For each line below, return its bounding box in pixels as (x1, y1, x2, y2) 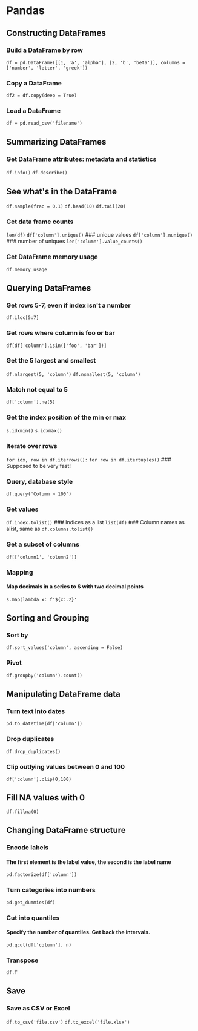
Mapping (6, 568, 33, 576)
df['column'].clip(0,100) (6, 776, 71, 783)
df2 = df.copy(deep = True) (6, 93, 78, 99)
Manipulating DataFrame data (6, 689, 121, 699)
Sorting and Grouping (6, 613, 90, 624)
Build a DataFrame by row (6, 46, 83, 54)
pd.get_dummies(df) (6, 900, 56, 906)
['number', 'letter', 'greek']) (6, 65, 88, 71)
